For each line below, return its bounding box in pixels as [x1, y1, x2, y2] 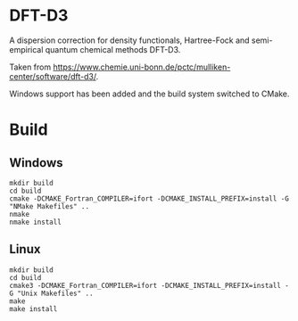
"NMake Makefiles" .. [9, 202, 90, 210]
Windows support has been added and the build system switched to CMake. [9, 88, 290, 99]
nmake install [9, 218, 62, 226]
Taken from [9, 62, 52, 72]
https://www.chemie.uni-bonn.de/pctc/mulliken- [53, 62, 231, 72]
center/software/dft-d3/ [9, 70, 96, 81]
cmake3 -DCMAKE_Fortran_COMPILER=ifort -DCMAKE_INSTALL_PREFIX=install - [9, 281, 290, 290]
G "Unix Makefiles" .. [9, 289, 94, 298]
